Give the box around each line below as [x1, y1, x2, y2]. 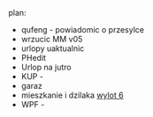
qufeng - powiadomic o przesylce [20, 25, 145, 34]
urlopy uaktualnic [20, 43, 85, 54]
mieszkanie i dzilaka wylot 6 [20, 90, 125, 100]
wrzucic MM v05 [20, 34, 83, 44]
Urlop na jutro [20, 62, 72, 72]
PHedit [20, 53, 46, 62]
